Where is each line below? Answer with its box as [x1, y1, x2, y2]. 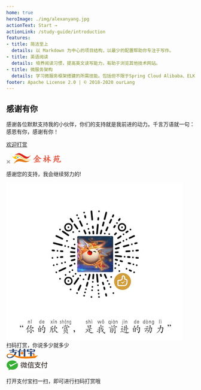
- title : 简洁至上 [6, 41, 49, 47]
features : [6, 35, 31, 41]
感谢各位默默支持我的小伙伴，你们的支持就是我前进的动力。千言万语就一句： [6, 120, 195, 128]
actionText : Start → [6, 22, 58, 28]
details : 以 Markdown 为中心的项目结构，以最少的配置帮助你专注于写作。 [11, 48, 174, 54]
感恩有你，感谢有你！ [6, 128, 59, 135]
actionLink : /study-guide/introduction [6, 29, 106, 35]
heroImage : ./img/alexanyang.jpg [6, 16, 90, 22]
